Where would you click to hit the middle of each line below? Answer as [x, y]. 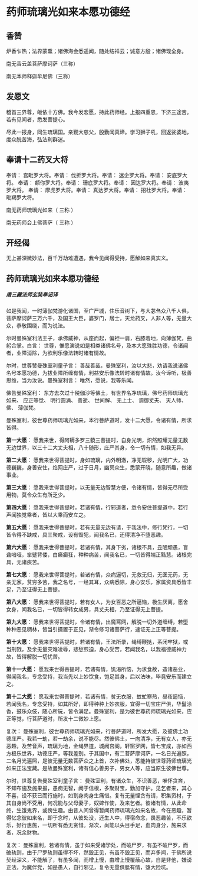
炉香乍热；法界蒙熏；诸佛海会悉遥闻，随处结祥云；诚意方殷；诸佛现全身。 [96, 51]
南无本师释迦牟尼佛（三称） [40, 76]
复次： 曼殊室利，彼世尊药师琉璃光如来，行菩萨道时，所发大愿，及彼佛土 [95, 731]
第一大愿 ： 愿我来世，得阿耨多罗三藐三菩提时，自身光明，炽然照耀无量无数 [97, 440]
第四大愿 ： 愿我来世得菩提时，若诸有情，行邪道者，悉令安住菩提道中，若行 [97, 507]
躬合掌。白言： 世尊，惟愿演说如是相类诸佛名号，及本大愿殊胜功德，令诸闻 [97, 345]
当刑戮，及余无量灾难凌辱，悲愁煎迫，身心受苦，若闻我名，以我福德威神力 [96, 649]
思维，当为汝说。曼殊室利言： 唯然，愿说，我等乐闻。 [71, 380]
